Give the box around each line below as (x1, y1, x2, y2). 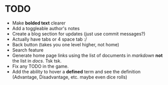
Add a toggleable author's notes (12, 25, 80, 31)
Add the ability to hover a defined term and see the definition (12, 68, 141, 74)
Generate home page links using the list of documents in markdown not (12, 52, 163, 59)
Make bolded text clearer (12, 20, 66, 26)
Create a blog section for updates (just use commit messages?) (12, 31, 146, 37)
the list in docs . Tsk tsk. (12, 58, 62, 64)
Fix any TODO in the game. (12, 63, 69, 69)
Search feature (12, 47, 44, 53)
